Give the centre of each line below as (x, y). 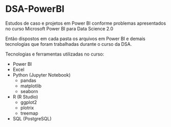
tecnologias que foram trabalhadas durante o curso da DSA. (69, 44)
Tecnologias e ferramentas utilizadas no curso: (55, 54)
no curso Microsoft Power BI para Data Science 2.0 (59, 28)
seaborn (29, 91)
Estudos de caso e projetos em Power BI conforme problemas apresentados (86, 23)
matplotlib (31, 86)
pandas (28, 80)
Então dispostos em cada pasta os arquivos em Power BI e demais (76, 39)
